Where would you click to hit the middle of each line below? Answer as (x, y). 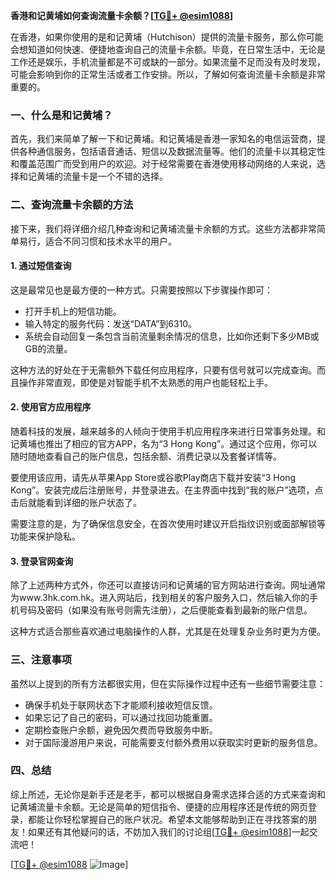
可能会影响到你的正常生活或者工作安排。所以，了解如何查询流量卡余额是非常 (168, 74)
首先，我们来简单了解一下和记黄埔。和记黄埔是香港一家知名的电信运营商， (163, 139)
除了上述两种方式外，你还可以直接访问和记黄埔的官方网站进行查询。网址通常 (168, 585)
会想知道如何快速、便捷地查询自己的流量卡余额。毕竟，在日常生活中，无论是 (168, 49)
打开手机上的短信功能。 (73, 311)
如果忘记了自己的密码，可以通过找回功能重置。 (121, 717)
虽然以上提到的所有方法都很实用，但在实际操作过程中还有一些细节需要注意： (168, 683)
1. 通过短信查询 (41, 266)
